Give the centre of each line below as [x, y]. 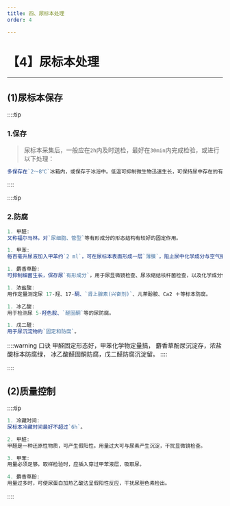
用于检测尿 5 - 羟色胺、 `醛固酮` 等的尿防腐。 [61, 313]
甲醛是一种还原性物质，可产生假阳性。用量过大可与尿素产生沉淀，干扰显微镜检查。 [106, 446]
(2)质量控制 [31, 391]
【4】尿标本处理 [53, 62]
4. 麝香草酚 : [24, 477]
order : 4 [20, 20]
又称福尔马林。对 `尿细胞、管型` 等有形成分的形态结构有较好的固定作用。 [94, 238]
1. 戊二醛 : [21, 325]
